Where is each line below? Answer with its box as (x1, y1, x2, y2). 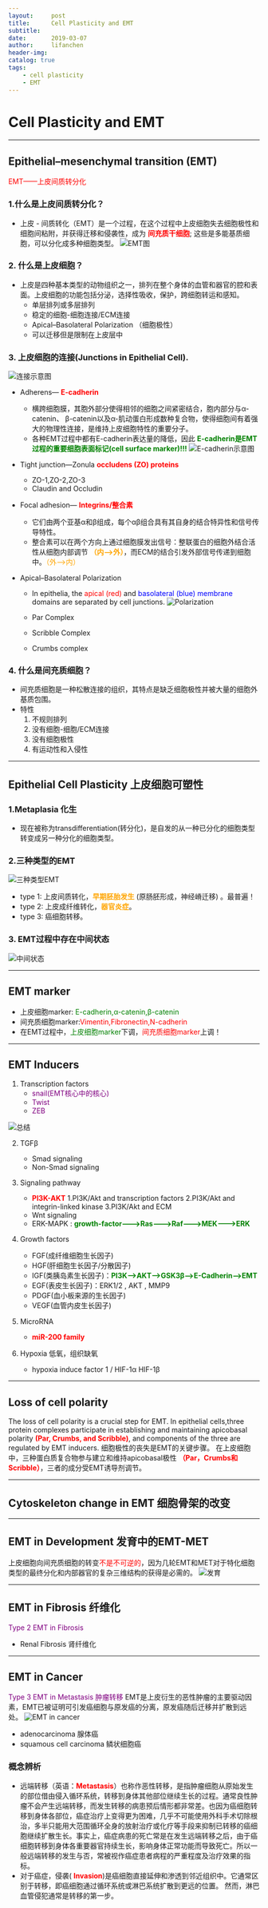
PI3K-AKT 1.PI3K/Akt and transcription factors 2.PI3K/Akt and (31, 1194, 235, 1203)
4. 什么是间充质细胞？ (8, 665, 92, 676)
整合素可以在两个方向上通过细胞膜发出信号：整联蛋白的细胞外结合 (31, 537, 249, 547)
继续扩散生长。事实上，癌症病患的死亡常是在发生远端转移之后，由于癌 (26, 1830, 258, 1840)
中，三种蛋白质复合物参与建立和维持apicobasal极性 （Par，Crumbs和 (8, 1453, 238, 1463)
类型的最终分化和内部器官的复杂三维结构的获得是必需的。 (8, 1568, 197, 1577)
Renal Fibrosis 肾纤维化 (19, 1639, 97, 1648)
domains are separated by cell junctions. (31, 597, 166, 607)
